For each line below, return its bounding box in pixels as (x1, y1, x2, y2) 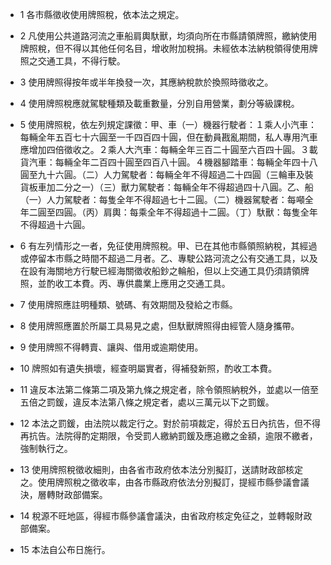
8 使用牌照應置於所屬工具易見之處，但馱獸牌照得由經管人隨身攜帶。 (19, 320, 300, 332)
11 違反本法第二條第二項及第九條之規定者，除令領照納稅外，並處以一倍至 (19, 384, 320, 395)
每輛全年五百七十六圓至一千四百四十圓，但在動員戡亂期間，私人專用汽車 (19, 131, 318, 143)
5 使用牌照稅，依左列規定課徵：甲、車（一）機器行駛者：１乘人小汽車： (19, 119, 318, 130)
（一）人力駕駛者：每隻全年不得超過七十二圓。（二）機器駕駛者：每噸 (19, 194, 305, 205)
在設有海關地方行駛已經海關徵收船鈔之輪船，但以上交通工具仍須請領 (19, 265, 301, 277)
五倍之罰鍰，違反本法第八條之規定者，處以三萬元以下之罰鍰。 (19, 396, 275, 408)
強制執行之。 (19, 443, 73, 454)
